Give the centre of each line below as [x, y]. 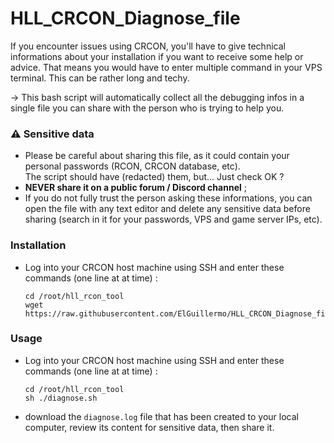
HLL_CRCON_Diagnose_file [125, 18]
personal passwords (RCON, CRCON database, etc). [132, 166]
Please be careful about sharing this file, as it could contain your [157, 156]
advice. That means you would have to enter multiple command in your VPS [166, 67]
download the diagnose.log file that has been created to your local [161, 416]
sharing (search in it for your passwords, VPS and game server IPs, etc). [173, 219]
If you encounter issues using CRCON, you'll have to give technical [148, 46]
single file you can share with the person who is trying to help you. [147, 108]
